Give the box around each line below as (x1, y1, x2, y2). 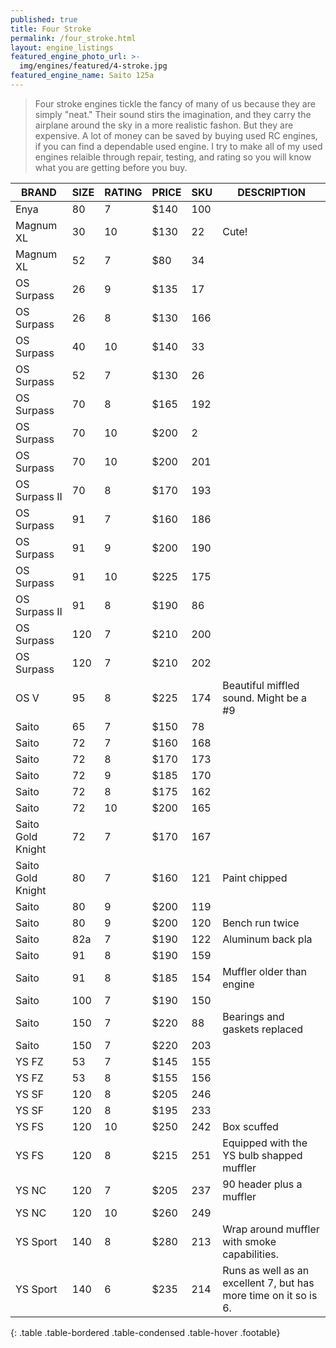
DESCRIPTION (237, 185, 306, 199)
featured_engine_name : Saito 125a (10, 71, 155, 81)
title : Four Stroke (10, 24, 92, 34)
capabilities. (222, 1247, 280, 1261)
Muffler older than (222, 964, 307, 978)
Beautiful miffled (222, 678, 300, 692)
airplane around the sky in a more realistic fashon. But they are (34, 119, 294, 131)
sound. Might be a (222, 691, 308, 705)
